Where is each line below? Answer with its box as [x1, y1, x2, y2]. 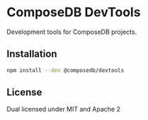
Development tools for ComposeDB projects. [6, 28, 137, 36]
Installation [6, 48, 57, 60]
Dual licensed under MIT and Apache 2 [6, 105, 121, 114]
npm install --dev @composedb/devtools [6, 66, 125, 74]
